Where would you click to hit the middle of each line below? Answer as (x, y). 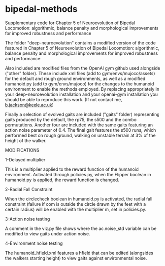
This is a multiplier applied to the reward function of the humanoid (72, 169)
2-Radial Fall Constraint (29, 189)
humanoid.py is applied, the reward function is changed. (62, 180)
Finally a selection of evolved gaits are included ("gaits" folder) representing (82, 114)
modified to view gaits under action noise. (48, 233)
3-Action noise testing (28, 219)
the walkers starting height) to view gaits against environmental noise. (76, 258)
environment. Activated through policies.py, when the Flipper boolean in (78, 174)
